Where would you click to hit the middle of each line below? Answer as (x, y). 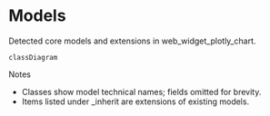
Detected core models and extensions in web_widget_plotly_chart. (132, 41)
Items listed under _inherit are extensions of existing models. (135, 101)
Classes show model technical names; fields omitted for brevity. (141, 92)
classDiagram (33, 57)
